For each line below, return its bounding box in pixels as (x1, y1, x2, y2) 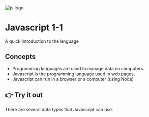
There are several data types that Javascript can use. (5, 106, 113, 112)
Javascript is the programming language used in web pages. (12, 71, 135, 77)
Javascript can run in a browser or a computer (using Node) (12, 76, 134, 82)
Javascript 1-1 (5, 22, 63, 33)
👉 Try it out (5, 91, 43, 99)
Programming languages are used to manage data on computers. (12, 65, 145, 71)
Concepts (5, 53, 36, 61)
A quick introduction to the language (5, 38, 79, 44)
